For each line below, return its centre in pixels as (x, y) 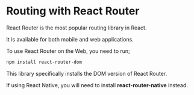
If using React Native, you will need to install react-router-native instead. (97, 85)
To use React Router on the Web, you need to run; (68, 51)
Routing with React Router (73, 11)
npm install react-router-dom (44, 62)
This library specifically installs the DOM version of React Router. (87, 73)
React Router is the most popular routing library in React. (77, 28)
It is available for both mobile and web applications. (70, 39)
